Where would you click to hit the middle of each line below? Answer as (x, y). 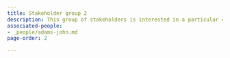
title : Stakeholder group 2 (47, 13)
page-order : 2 (27, 38)
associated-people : (35, 26)
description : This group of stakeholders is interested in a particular (113, 20)
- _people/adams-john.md (42, 32)
